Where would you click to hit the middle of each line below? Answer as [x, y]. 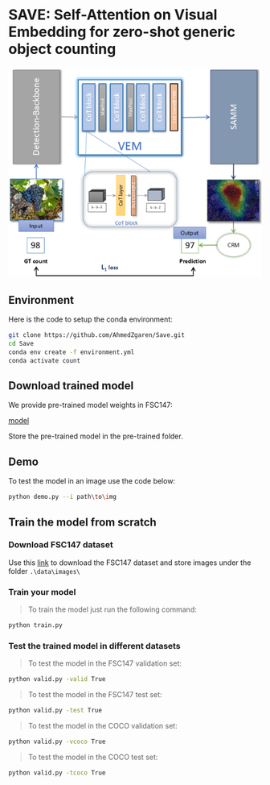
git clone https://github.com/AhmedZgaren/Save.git [96, 335]
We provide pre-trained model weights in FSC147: [90, 405]
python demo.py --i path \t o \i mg [62, 497]
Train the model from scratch [82, 522]
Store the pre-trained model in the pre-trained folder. [96, 436]
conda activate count [45, 360]
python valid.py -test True [55, 711]
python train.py [35, 625]
